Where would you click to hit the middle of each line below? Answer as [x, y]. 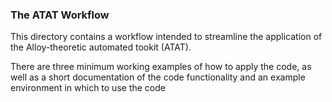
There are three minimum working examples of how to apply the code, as [161, 67]
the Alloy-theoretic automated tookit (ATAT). [101, 47]
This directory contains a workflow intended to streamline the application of [166, 37]
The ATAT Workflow [60, 15]
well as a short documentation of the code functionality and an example [158, 77]
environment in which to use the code [88, 88]
